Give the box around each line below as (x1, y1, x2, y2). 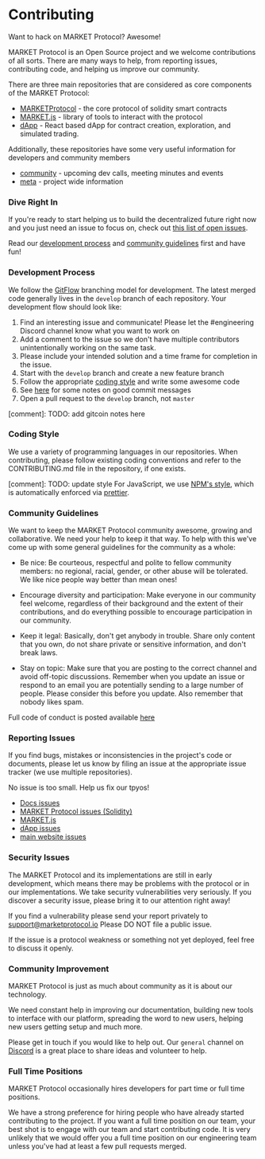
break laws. (19, 648, 58, 658)
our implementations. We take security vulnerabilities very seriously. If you (8, 887, 252, 896)
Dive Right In (8, 197, 58, 208)
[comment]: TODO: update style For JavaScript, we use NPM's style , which (8, 479, 254, 489)
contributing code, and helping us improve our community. (8, 64, 200, 73)
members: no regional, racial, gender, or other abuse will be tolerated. (19, 567, 248, 576)
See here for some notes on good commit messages (19, 384, 192, 395)
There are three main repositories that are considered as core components (8, 80, 252, 89)
